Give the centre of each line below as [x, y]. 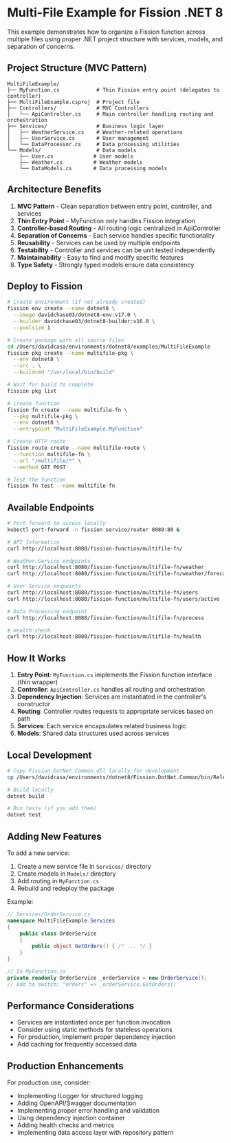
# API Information [33, 542]
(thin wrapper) [37, 682]
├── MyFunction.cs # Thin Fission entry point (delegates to [113, 90]
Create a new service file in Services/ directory [84, 866]
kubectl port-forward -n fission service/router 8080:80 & [93, 529]
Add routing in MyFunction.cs [58, 881]
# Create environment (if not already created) [77, 302]
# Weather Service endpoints [49, 561]
